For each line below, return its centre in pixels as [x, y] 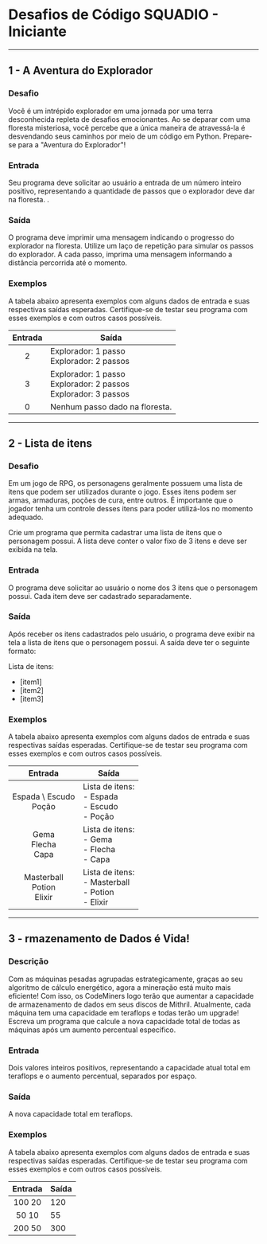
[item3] [31, 698]
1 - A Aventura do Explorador [81, 70]
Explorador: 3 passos [90, 393]
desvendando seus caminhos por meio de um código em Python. [115, 136]
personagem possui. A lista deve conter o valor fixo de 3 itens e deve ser [128, 541]
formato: [22, 651]
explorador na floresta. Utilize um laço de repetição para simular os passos [131, 246]
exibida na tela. [33, 550]
